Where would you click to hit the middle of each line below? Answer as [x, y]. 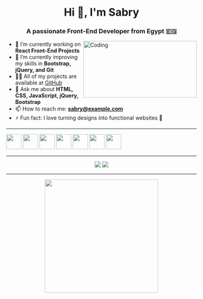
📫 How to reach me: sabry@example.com [69, 109]
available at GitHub [38, 83]
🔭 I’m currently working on [48, 44]
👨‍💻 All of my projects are [46, 76]
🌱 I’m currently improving [46, 57]
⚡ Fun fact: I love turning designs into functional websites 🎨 [89, 118]
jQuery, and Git [34, 70]
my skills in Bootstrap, [43, 63]
